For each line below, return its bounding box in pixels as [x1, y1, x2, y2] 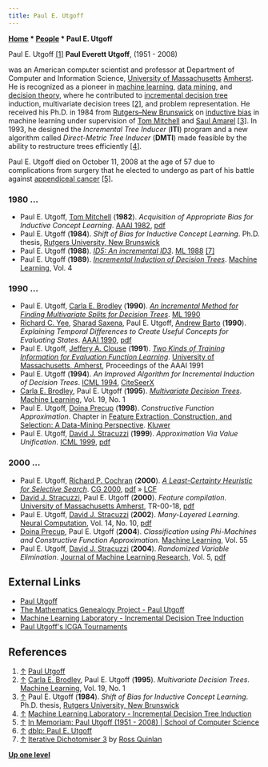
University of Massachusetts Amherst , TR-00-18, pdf [19, 501, 194, 511]
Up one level [8, 750, 50, 760]
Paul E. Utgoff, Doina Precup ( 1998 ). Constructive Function [19, 404, 214, 413]
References [8, 645, 67, 659]
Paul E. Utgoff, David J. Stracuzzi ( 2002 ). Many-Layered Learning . [19, 509, 240, 519]
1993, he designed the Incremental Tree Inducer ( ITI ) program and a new [8, 124, 248, 134]
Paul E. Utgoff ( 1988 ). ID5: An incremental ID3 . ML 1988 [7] [19, 246, 215, 255]
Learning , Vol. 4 [19, 263, 73, 272]
